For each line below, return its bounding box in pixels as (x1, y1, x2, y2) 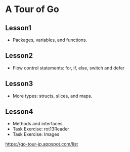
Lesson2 (5, 51, 33, 60)
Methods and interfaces (12, 121, 63, 127)
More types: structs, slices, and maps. (12, 93, 93, 99)
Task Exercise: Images (12, 131, 60, 137)
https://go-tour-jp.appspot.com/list (5, 141, 78, 147)
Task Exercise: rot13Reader (12, 126, 69, 132)
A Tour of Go (5, 4, 59, 15)
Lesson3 (5, 80, 33, 88)
